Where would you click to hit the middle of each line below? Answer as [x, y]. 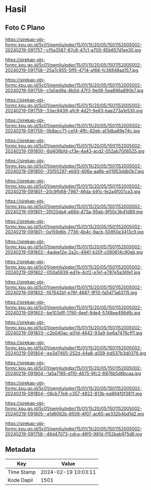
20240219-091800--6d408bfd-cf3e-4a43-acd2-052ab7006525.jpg [75, 151]
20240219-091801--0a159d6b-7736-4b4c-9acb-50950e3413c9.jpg [75, 232]
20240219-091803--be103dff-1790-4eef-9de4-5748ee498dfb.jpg [73, 313]
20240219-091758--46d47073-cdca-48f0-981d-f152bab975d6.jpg [74, 434]
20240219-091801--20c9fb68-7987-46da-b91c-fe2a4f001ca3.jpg [73, 192]
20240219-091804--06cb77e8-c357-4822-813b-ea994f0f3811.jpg [74, 393]
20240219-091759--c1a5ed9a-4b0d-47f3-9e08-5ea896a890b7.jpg [74, 90]
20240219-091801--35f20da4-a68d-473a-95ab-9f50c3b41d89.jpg [74, 212]
